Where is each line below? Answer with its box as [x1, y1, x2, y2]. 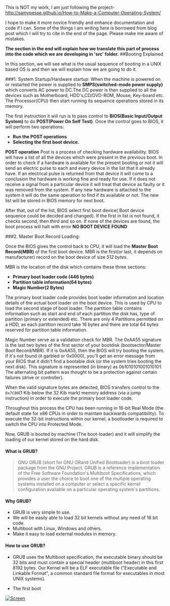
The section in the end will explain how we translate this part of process [5, 46, 159, 51]
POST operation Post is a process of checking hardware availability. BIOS [5, 149, 159, 155]
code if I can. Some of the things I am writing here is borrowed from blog [5, 25, 157, 31]
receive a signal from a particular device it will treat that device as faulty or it [5, 181, 165, 187]
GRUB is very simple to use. [12, 509, 71, 516]
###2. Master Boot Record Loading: [5, 233, 80, 239]
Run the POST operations [12, 134, 67, 139]
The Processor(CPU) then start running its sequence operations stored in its [5, 98, 164, 104]
